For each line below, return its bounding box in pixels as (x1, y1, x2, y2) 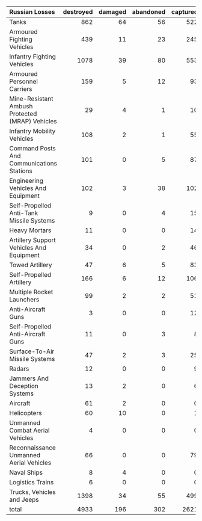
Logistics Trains (9, 478, 54, 486)
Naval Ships (9, 469, 43, 476)
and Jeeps (9, 496, 39, 504)
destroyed (63, 8, 93, 16)
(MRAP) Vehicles (9, 117, 57, 125)
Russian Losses (9, 8, 55, 16)
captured (171, 8, 198, 16)
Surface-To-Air (9, 347, 55, 356)
